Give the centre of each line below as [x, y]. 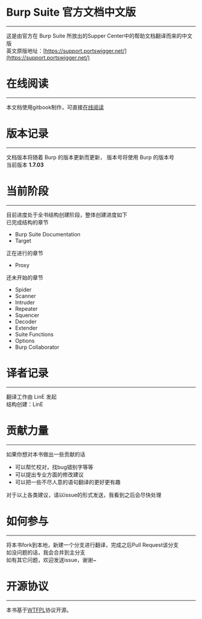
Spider [23, 289]
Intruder [25, 302]
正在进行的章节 [25, 253]
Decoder [26, 321]
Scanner [25, 296]
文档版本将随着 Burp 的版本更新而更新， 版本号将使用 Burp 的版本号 [90, 157]
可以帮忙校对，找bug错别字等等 [54, 467]
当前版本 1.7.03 [25, 165]
